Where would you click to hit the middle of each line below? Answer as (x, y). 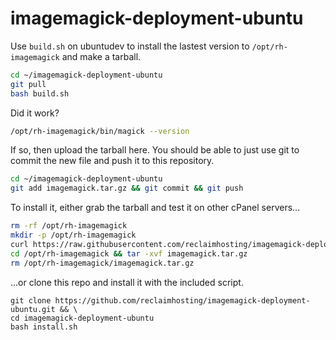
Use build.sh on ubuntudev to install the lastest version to (130, 46)
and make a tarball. (101, 56)
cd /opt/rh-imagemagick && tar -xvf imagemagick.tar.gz (129, 253)
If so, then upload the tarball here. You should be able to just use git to (155, 150)
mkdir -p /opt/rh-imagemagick (73, 235)
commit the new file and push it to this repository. (112, 161)
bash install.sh (44, 327)
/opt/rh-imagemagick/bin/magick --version (100, 131)
